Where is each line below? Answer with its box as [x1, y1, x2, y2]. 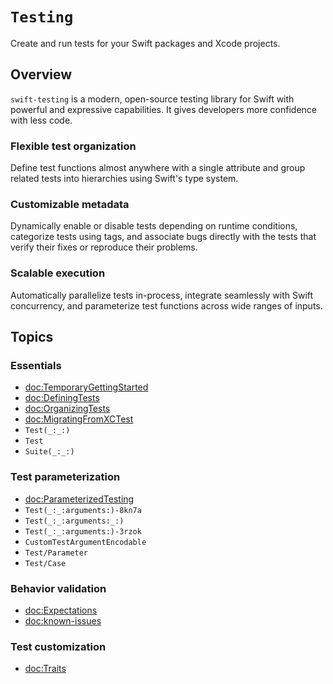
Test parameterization [10, 470, 121, 484]
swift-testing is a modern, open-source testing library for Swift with [10, 93, 295, 105]
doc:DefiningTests [24, 392, 100, 404]
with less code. [10, 114, 73, 126]
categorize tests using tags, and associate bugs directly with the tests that [10, 231, 317, 243]
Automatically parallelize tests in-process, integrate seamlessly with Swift [10, 289, 314, 301]
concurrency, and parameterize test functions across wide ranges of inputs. [10, 299, 323, 312]
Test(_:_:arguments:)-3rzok [24, 526, 142, 537]
